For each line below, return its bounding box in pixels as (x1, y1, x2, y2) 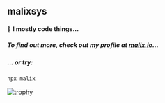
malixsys (7, 6, 47, 17)
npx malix (7, 75, 36, 82)
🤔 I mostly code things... (7, 24, 79, 33)
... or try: (7, 58, 33, 66)
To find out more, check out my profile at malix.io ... (7, 41, 159, 49)
